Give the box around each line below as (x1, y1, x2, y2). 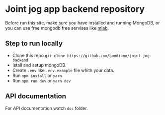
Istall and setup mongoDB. (12, 62, 67, 68)
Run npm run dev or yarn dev (12, 77, 71, 83)
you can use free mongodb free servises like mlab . (5, 25, 109, 31)
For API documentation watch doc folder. (5, 105, 88, 111)
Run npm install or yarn (12, 73, 62, 78)
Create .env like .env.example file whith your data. (12, 67, 114, 73)
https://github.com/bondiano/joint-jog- (67, 53, 152, 58)
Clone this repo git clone (12, 52, 66, 58)
